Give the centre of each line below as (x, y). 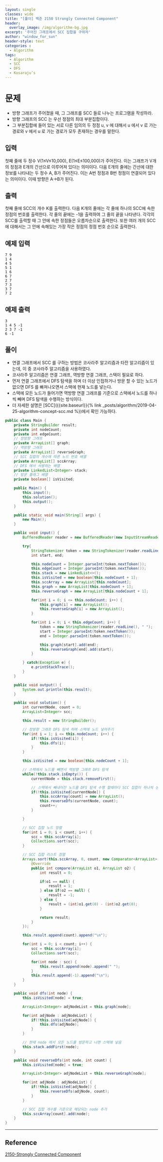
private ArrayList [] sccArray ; (45, 461)
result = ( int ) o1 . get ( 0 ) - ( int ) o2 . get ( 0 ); (93, 904)
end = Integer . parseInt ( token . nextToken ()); (85, 636)
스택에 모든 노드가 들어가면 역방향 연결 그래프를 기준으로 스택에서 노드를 (80, 393)
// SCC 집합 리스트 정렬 (44, 855)
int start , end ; (47, 555)
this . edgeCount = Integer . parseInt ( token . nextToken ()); (89, 569)
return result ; (55, 918)
